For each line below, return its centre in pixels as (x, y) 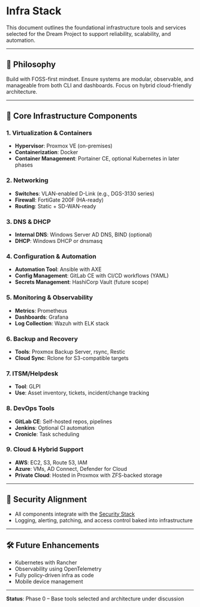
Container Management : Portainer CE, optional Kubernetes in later (97, 159)
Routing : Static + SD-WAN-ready (55, 206)
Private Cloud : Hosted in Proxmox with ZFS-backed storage (88, 475)
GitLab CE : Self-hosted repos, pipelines (63, 421)
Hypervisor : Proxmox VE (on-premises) (64, 146)
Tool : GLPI (28, 387)
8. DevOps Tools (30, 408)
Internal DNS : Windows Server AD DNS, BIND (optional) (83, 235)
